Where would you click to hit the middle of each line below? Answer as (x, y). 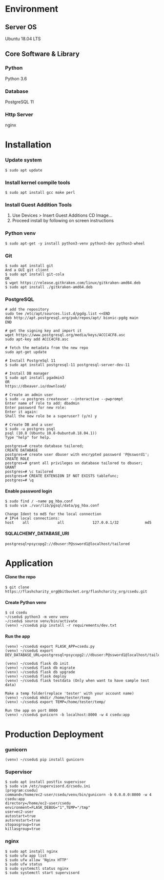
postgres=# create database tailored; (44, 446)
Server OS (21, 27)
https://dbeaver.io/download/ (36, 387)
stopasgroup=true (23, 825)
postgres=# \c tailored (29, 472)
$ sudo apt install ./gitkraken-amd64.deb (49, 287)
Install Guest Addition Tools (39, 205)
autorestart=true (23, 820)
